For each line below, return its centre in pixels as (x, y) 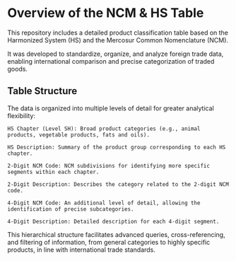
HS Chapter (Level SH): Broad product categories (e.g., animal (104, 129)
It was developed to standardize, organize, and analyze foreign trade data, (116, 54)
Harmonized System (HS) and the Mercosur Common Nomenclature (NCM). (118, 40)
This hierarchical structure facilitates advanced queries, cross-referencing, (116, 234)
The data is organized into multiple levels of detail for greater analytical (111, 108)
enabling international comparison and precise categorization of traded (111, 61)
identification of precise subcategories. (71, 209)
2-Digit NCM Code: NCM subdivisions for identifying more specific (109, 166)
